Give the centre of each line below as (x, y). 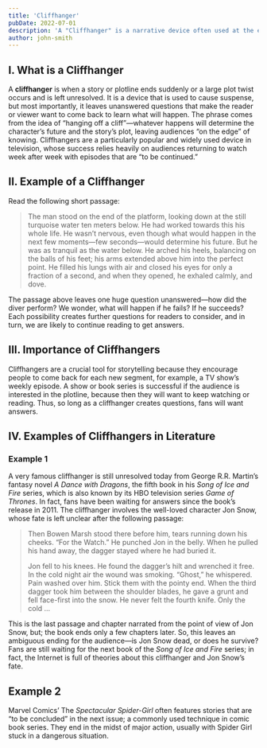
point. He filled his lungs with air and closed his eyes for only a (130, 267)
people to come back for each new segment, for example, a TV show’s (124, 377)
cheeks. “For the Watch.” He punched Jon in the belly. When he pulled (143, 543)
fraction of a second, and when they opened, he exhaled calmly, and (140, 275)
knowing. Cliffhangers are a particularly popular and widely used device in (130, 140)
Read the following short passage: (64, 201)
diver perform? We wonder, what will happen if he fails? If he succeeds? (126, 308)
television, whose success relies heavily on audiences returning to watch (128, 149)
